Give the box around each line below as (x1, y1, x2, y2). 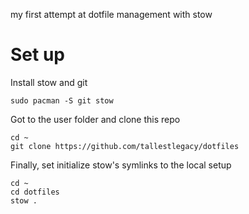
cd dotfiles (10, 187, 60, 197)
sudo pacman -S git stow (10, 95, 114, 106)
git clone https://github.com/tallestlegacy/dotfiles (10, 141, 240, 151)
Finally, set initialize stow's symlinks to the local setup (10, 159, 232, 171)
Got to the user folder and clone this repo (10, 113, 181, 125)
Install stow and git (10, 76, 88, 88)
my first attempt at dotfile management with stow (10, 9, 213, 20)
